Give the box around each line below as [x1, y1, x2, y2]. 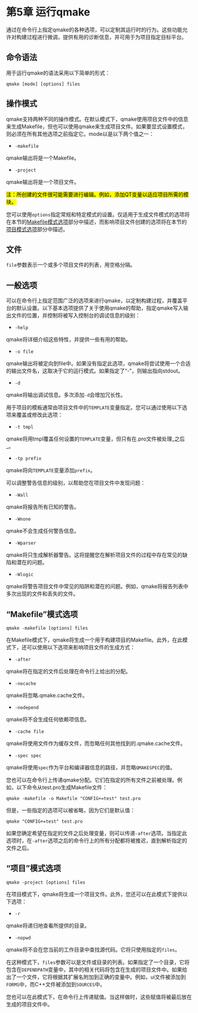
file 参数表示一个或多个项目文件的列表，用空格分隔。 [6, 261, 136, 268]
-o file [14, 349, 34, 355]
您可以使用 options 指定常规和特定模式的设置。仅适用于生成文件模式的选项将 [6, 211, 190, 218]
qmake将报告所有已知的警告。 [6, 503, 80, 510]
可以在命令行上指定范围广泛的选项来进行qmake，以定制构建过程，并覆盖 [6, 297, 183, 305]
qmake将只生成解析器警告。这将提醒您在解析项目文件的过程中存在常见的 [6, 551, 183, 559]
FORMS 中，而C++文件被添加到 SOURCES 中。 [6, 980, 105, 988]
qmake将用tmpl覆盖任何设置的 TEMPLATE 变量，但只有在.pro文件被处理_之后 [6, 435, 185, 442]
